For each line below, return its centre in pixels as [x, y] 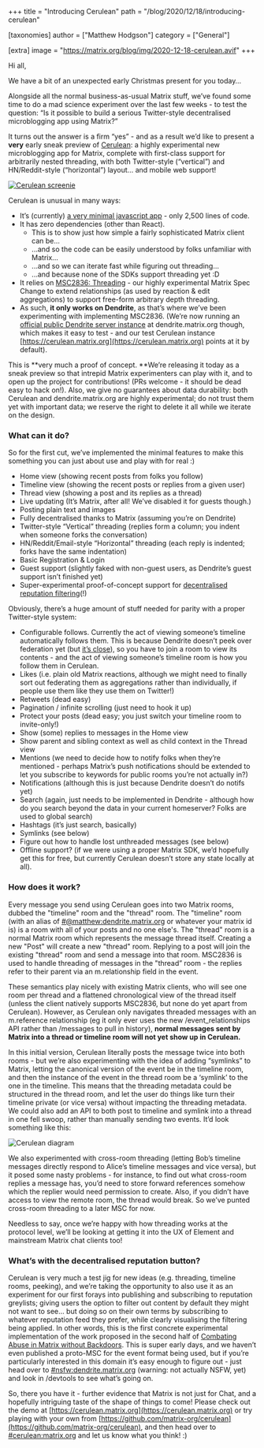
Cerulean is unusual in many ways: [65, 200]
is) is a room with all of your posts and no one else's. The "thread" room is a [131, 930]
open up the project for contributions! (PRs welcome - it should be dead [125, 382]
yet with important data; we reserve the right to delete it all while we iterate [130, 407]
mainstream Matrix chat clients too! [65, 1240]
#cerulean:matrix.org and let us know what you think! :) [98, 1435]
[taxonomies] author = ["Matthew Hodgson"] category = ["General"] [119, 35]
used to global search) [56, 817]
